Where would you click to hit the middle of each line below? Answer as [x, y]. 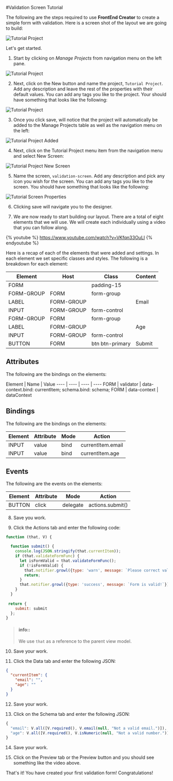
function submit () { [32, 546]
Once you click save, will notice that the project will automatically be [85, 120]
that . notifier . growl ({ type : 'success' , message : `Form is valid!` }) [94, 585]
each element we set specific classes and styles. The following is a [77, 258]
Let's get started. [24, 48]
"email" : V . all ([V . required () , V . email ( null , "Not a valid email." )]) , [89, 728]
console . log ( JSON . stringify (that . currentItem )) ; [68, 551]
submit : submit [31, 608]
